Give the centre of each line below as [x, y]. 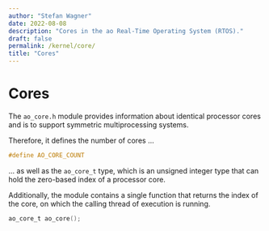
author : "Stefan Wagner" [50, 16]
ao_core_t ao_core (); [45, 218]
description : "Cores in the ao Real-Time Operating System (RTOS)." [126, 31]
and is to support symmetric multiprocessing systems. [99, 124]
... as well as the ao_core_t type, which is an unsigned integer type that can [134, 170]
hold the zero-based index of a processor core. [87, 179]
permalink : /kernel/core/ [52, 46]
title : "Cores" [34, 53]
